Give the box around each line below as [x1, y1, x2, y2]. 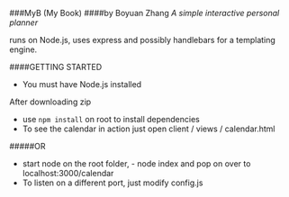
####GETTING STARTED [9, 62, 103, 72]
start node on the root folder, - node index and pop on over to [22, 158, 251, 169]
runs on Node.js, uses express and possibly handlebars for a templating [9, 35, 276, 45]
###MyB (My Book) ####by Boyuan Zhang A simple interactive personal [9, 8, 280, 18]
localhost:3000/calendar [22, 168, 114, 178]
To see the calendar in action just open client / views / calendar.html [22, 123, 275, 134]
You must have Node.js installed [22, 79, 142, 89]
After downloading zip [9, 96, 92, 107]
